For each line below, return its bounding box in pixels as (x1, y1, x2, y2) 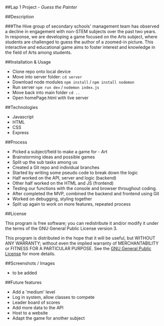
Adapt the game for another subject (12, 315, 85, 321)
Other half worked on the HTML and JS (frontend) (12, 180, 114, 186)
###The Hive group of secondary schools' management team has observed (5, 23, 159, 29)
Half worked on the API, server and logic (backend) (12, 175, 117, 181)
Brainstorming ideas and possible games (12, 154, 95, 160)
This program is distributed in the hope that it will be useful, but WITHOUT (5, 235, 156, 241)
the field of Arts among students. (5, 49, 72, 55)
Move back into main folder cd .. (12, 90, 80, 95)
